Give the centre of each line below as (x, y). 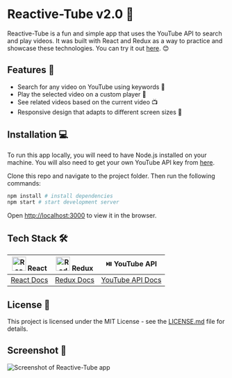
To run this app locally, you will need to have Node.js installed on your (107, 155)
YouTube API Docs (131, 280)
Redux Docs (75, 280)
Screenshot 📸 (37, 351)
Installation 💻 (38, 135)
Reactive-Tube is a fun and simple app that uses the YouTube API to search (115, 33)
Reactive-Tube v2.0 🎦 (71, 14)
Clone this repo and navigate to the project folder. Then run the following (111, 176)
